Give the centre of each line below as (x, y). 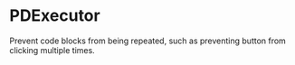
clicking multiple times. (52, 50)
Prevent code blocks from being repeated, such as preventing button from (148, 41)
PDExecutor (55, 16)
